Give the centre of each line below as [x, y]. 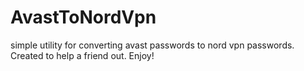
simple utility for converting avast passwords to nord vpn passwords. [152, 45]
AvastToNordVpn [83, 17]
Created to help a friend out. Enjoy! [82, 55]
